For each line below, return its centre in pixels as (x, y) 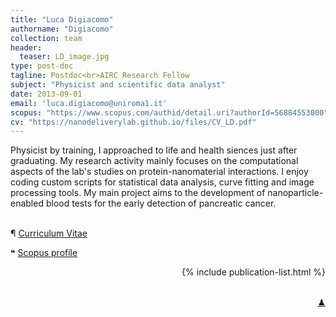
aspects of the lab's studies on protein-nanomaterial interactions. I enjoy (159, 172)
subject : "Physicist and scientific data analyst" (118, 85)
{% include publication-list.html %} (253, 272)
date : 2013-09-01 (46, 94)
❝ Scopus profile (44, 253)
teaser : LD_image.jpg (64, 57)
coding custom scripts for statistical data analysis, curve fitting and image (162, 182)
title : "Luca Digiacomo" (62, 19)
